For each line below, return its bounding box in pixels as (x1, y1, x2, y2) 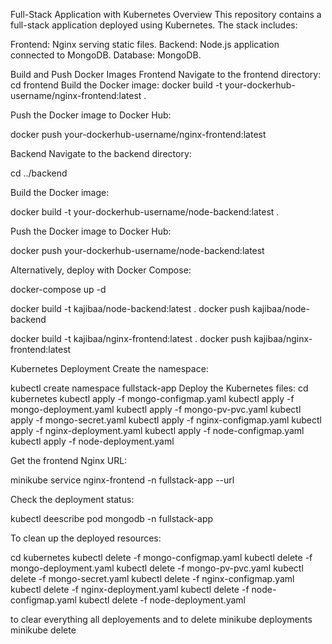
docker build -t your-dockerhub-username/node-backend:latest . (10, 206, 280, 218)
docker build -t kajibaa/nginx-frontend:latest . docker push (10, 333, 252, 344)
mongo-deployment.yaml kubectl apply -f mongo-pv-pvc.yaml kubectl (10, 404, 302, 415)
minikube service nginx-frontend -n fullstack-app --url (10, 474, 235, 486)
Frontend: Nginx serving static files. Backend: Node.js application (10, 39, 280, 50)
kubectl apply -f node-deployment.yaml (10, 435, 175, 447)
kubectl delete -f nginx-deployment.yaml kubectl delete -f (10, 584, 250, 595)
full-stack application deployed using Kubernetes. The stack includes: (10, 19, 298, 31)
